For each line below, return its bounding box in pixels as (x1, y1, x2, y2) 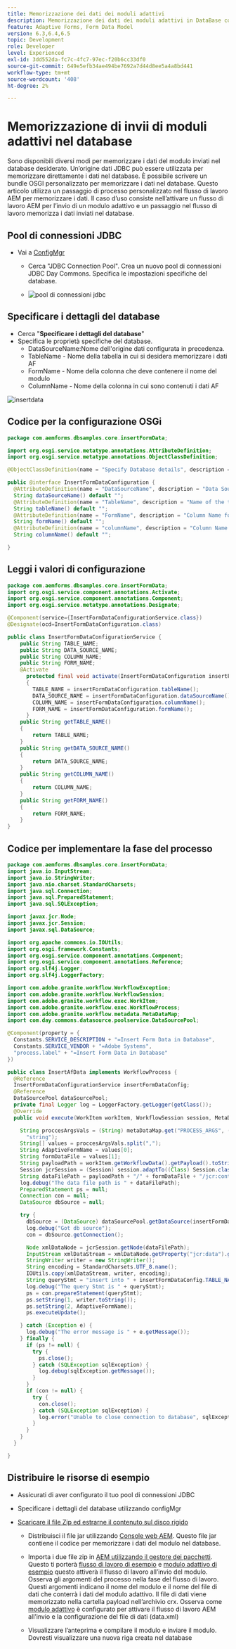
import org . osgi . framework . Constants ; (7, 945, 121, 953)
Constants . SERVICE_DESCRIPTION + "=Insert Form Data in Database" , (13, 1037, 216, 1044)
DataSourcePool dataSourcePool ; (13, 1095, 109, 1102)
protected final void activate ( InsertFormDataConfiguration (25, 673, 206, 680)
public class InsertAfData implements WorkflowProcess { (7, 1068, 178, 1076)
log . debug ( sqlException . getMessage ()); (38, 1368, 156, 1375)
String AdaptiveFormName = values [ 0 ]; (20, 1147, 133, 1154)
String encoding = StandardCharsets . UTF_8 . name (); (25, 1264, 178, 1271)
